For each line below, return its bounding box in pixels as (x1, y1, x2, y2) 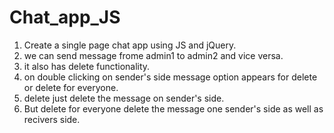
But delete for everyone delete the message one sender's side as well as (23, 102, 324, 115)
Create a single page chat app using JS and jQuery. (23, 39, 237, 51)
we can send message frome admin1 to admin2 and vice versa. (23, 49, 284, 61)
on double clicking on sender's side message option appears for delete (23, 71, 318, 83)
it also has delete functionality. (23, 60, 151, 72)
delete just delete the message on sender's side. (23, 92, 225, 104)
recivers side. (23, 113, 81, 125)
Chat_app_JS (9, 6, 121, 29)
